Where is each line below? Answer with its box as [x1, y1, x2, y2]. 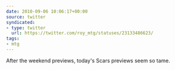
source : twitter [6, 14, 46, 20]
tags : [6, 36, 19, 41]
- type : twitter [6, 24, 46, 31]
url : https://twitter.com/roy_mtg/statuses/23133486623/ [11, 30, 154, 36]
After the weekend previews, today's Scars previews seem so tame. [6, 57, 170, 64]
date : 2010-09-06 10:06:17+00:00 [6, 8, 88, 15]
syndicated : [6, 19, 35, 25]
